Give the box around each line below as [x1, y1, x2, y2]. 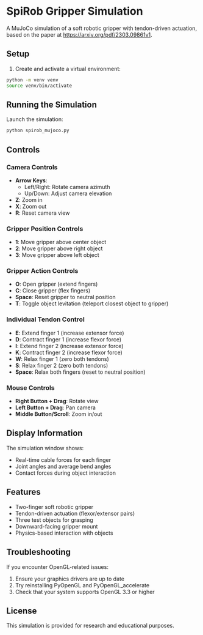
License [6, 606, 37, 616]
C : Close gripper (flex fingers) [15, 287, 90, 294]
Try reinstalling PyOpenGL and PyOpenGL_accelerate [15, 581, 150, 589]
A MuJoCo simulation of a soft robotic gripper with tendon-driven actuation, [6, 24, 197, 32]
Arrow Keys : [15, 176, 48, 184]
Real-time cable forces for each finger [15, 456, 112, 463]
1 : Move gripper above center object [15, 239, 107, 246]
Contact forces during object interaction [15, 469, 116, 477]
